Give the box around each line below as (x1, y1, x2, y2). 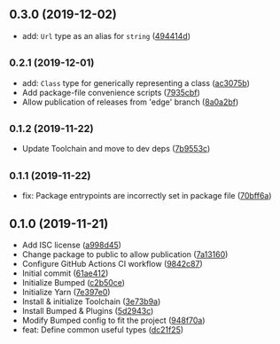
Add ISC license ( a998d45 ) (21, 239, 122, 251)
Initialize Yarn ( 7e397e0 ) (21, 287, 111, 298)
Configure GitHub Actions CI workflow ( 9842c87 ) (21, 259, 204, 270)
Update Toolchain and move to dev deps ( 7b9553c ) (21, 144, 211, 154)
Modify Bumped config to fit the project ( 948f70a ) (21, 315, 206, 326)
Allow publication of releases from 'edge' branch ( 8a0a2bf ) (21, 97, 239, 107)
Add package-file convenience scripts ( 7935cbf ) (21, 87, 201, 98)
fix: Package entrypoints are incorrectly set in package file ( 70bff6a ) (21, 191, 272, 201)
